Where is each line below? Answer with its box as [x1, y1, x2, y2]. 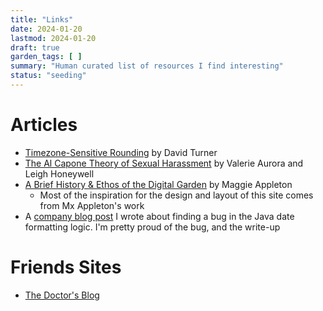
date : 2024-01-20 [10, 24, 83, 34]
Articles [10, 114, 78, 136]
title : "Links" [10, 14, 74, 25]
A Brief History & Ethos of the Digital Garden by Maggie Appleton [24, 178, 293, 190]
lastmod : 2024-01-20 [10, 33, 97, 43]
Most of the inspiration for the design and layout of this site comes [39, 189, 314, 201]
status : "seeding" [10, 71, 87, 81]
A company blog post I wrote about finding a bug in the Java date [24, 210, 295, 222]
